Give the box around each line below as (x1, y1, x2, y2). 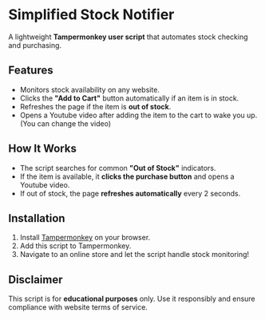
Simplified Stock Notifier (8, 6, 175, 24)
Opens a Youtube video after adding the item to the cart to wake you (19, 110, 245, 120)
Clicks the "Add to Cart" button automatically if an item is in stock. (19, 93, 239, 103)
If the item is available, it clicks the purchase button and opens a (19, 172, 235, 181)
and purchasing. (8, 40, 62, 49)
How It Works (8, 142, 77, 156)
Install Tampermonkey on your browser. (19, 233, 151, 243)
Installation (8, 211, 65, 225)
